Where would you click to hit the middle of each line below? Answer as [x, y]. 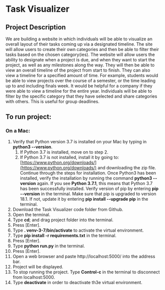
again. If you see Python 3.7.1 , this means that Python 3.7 [95, 183]
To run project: [29, 117]
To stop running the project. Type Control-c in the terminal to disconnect [86, 272]
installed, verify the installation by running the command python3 [86, 178]
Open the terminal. [31, 214]
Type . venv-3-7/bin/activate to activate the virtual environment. [78, 230]
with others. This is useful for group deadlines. [53, 101]
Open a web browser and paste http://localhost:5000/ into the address [84, 256]
